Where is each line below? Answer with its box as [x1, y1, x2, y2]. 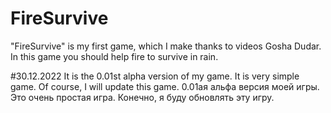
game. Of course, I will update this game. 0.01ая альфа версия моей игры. [10, 80, 320, 92]
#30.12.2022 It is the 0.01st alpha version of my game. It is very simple [10, 70, 300, 82]
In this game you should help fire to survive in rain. [10, 50, 219, 62]
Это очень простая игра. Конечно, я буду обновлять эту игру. [10, 91, 275, 103]
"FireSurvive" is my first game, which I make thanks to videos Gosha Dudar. [10, 40, 322, 52]
